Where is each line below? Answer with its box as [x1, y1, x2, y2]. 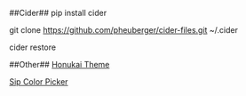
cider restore [9, 42, 56, 52]
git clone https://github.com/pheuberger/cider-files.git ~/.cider [9, 25, 238, 35]
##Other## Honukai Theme [9, 60, 110, 69]
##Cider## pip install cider [9, 8, 107, 18]
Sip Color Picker [9, 76, 68, 87]
